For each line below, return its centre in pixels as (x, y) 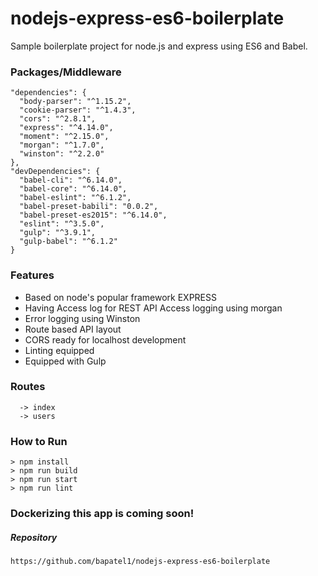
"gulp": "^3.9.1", (58, 233)
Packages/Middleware (66, 72)
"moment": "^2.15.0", (64, 137)
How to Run (39, 441)
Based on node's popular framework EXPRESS (120, 297)
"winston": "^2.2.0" (62, 154)
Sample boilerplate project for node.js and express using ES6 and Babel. (159, 46)
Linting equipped (59, 350)
